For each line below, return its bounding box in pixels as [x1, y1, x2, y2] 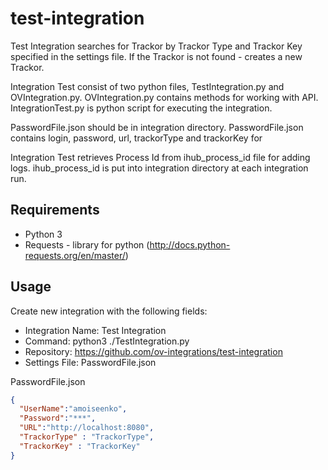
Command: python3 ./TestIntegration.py [24, 335, 190, 347]
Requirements [10, 202, 100, 219]
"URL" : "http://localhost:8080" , [19, 423, 155, 433]
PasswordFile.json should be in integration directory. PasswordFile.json [10, 121, 304, 133]
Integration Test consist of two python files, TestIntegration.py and [10, 80, 285, 92]
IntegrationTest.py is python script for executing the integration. [10, 102, 273, 114]
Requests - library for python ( [24, 238, 150, 251]
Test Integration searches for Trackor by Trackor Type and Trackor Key [10, 40, 303, 52]
